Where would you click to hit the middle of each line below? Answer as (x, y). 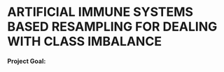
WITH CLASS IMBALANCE (85, 42)
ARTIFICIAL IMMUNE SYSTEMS (100, 12)
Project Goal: (27, 61)
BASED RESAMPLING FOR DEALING (112, 27)
